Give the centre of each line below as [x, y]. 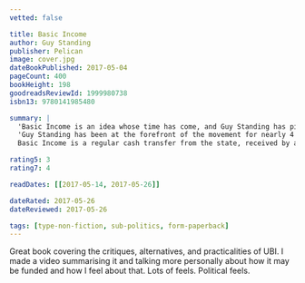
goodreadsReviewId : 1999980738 [69, 93]
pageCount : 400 [38, 77]
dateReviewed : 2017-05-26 [58, 210]
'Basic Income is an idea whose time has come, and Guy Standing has [152, 127]
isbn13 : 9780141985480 [52, 102]
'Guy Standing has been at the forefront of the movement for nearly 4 [156, 135]
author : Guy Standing [50, 43]
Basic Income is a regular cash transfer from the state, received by [154, 143]
